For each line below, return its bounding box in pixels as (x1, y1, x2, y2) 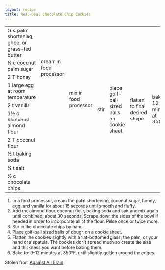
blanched (7, 116, 29, 123)
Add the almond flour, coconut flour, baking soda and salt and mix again (12, 208, 158, 214)
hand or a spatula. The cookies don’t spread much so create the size (12, 239, 151, 245)
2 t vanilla (7, 102, 30, 109)
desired (130, 109, 147, 116)
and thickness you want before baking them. (12, 244, 103, 250)
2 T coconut (7, 136, 36, 143)
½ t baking (7, 150, 32, 157)
